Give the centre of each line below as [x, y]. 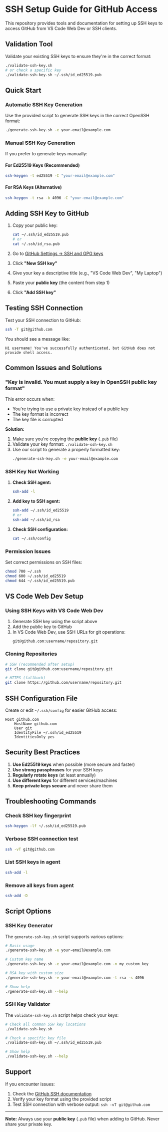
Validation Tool [29, 44]
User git [23, 728]
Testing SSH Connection [44, 308]
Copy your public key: [35, 225]
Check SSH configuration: [40, 529]
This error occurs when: [30, 399]
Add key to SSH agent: [36, 501]
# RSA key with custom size [34, 973]
